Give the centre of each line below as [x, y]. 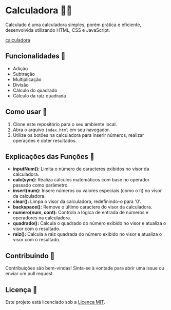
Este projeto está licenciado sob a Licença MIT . [55, 302]
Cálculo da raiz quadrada [39, 96]
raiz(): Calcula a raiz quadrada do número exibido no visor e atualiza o [87, 234]
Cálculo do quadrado [35, 90]
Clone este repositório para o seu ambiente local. [65, 124]
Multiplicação [27, 79]
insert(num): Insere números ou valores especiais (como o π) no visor [87, 191]
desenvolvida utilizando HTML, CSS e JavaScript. [58, 30]
